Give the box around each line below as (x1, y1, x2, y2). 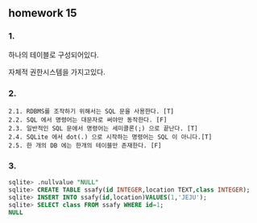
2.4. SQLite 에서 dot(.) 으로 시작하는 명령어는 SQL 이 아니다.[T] (8, 133, 213, 141)
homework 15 (8, 6, 77, 20)
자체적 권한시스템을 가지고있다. (8, 67, 106, 76)
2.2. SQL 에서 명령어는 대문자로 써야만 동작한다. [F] (8, 116, 168, 124)
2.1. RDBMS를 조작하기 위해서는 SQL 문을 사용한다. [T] (8, 107, 175, 115)
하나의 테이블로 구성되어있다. (8, 50, 99, 60)
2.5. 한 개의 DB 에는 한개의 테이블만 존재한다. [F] (8, 141, 162, 150)
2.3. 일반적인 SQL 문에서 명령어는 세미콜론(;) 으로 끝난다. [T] (8, 124, 199, 132)
